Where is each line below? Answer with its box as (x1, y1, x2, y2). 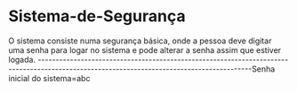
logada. (8, 54, 36, 64)
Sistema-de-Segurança (8, 6, 186, 27)
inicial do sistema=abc (8, 72, 91, 83)
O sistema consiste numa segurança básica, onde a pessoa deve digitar (8, 35, 272, 46)
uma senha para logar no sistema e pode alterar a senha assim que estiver (8, 44, 282, 55)
